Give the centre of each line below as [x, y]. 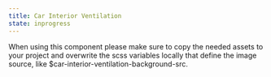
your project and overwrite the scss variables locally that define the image [133, 55]
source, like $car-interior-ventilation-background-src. [98, 64]
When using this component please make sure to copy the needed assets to [136, 46]
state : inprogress [39, 24]
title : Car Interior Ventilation [65, 16]
